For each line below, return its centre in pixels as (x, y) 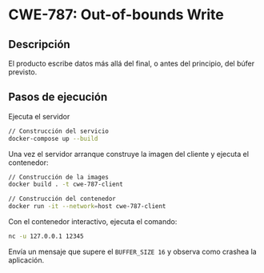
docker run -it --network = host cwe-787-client (87, 207)
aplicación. (26, 260)
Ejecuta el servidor (39, 116)
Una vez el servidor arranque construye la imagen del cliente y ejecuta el (129, 154)
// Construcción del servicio (59, 131)
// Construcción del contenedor (62, 199)
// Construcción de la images (59, 177)
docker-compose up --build (53, 139)
